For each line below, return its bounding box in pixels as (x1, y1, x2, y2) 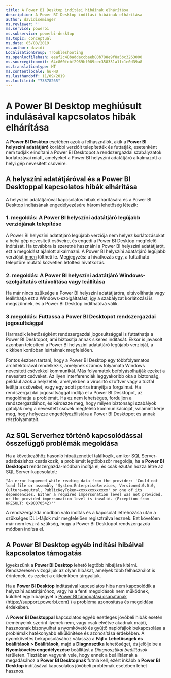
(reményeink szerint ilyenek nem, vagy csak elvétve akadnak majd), (6, 620, 148, 626)
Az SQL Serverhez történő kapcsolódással (6, 431, 143, 440)
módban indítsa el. (6, 526, 45, 532)
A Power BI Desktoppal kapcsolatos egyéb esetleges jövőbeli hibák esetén (6, 614, 163, 620)
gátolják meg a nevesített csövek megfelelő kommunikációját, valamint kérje (6, 406, 165, 412)
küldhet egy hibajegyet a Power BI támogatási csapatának (6, 594, 127, 600)
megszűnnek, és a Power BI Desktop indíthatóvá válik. (6, 301, 119, 307)
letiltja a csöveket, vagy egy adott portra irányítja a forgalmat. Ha (6, 384, 141, 390)
